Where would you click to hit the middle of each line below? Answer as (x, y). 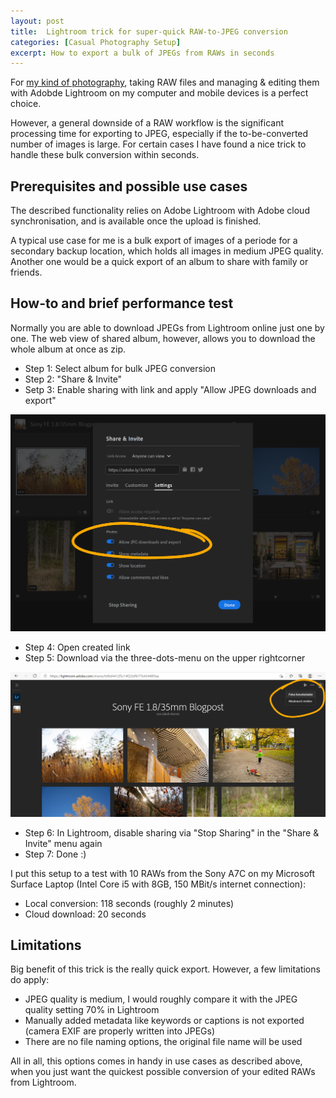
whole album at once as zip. (68, 349)
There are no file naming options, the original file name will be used (163, 1042)
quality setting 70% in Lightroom (92, 1010)
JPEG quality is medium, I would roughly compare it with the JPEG (161, 999)
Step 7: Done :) (55, 854)
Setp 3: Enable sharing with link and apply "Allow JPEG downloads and (170, 389)
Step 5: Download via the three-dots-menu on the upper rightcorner (165, 657)
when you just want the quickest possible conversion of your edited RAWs (163, 1072)
